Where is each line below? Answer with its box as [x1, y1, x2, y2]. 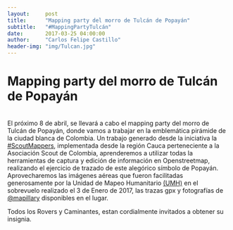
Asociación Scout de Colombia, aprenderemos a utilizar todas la [7, 148, 194, 157]
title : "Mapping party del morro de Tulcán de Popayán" [7, 17, 191, 24]
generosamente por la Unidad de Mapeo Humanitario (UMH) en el [7, 179, 199, 187]
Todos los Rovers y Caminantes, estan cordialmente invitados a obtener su [7, 207, 224, 215]
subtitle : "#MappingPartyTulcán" [7, 23, 112, 30]
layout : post [7, 10, 58, 18]
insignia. [7, 215, 32, 223]
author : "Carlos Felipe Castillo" [7, 37, 121, 44]
